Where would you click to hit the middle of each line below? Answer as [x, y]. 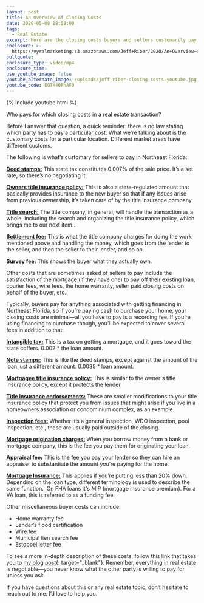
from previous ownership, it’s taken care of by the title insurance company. [100, 200]
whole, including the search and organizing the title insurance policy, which [100, 218]
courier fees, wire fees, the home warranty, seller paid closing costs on [95, 286]
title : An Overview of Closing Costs [54, 18]
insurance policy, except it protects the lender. [64, 384]
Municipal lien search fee [46, 538]
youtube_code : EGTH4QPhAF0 [40, 86]
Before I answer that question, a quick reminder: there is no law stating [95, 126]
